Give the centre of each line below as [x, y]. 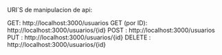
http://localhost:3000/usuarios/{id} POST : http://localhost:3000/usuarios [111, 30]
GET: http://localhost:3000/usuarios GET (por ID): [77, 23]
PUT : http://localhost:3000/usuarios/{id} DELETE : [79, 37]
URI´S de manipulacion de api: [50, 10]
